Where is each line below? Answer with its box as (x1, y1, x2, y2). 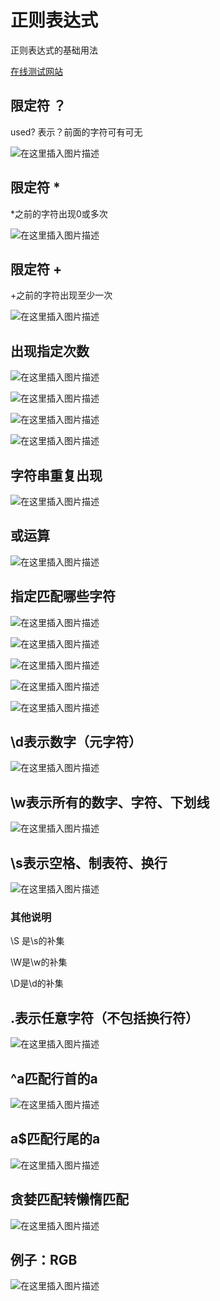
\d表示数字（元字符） (10, 734, 142, 751)
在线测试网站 (10, 65, 63, 77)
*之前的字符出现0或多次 (10, 207, 108, 220)
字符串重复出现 (10, 467, 103, 484)
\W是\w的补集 (10, 956, 68, 968)
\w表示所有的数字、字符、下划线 (10, 794, 210, 811)
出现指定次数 (10, 342, 90, 360)
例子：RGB (10, 1252, 78, 1268)
